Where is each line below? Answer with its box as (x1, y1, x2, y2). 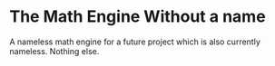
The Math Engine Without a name (9, 6, 266, 27)
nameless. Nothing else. (9, 45, 100, 56)
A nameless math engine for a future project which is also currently (9, 36, 261, 47)
